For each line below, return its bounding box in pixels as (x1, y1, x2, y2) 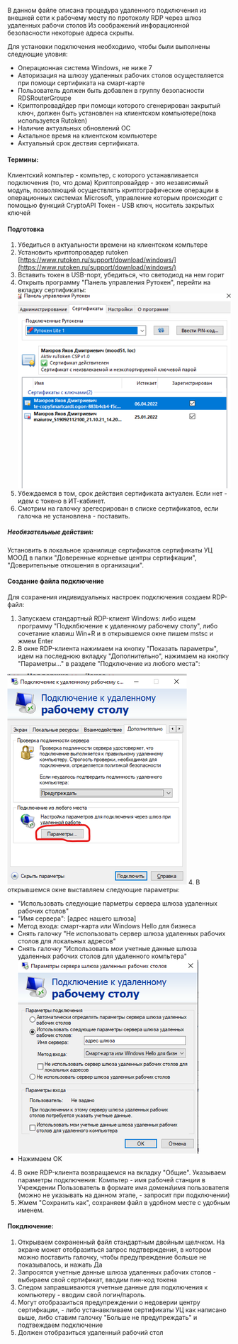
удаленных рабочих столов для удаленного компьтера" (17, 952, 188, 960)
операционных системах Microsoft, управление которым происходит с (7, 194, 223, 202)
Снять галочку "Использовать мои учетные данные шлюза (17, 944, 197, 953)
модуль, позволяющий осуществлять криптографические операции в (7, 186, 220, 194)
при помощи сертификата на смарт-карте (17, 79, 145, 87)
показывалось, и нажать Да (17, 1260, 103, 1269)
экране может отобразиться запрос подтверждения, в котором (17, 1245, 212, 1254)
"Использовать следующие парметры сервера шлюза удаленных (17, 899, 218, 907)
